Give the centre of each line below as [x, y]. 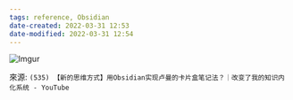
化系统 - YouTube [39, 88]
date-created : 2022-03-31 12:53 [69, 26]
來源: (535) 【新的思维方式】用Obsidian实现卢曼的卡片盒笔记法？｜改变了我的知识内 [147, 77]
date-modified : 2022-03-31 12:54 [71, 34]
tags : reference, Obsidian [59, 17]
